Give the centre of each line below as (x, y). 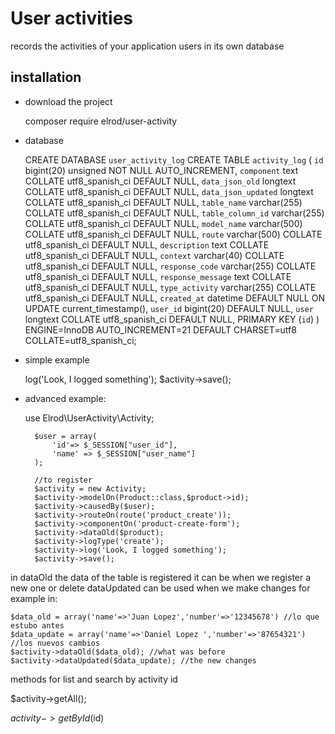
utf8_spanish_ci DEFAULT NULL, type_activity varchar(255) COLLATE (170, 287)
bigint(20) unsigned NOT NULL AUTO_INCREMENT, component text (161, 170)
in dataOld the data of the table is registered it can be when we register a (161, 577)
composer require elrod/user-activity (101, 121)
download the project (68, 101)
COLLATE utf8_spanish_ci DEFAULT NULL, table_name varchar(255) (163, 202)
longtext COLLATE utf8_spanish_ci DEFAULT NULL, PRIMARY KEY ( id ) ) (172, 319)
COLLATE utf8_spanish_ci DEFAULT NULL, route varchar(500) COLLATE (173, 234)
